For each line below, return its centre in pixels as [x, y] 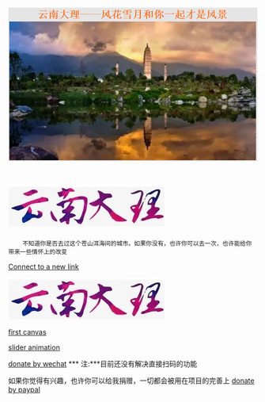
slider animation [34, 347]
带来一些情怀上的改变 [38, 252]
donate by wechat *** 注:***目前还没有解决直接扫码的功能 [103, 364]
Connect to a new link [44, 267]
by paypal [25, 390]
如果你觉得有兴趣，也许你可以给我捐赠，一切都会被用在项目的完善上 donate [131, 381]
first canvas [27, 332]
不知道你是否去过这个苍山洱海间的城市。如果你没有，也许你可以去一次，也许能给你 [137, 244]
